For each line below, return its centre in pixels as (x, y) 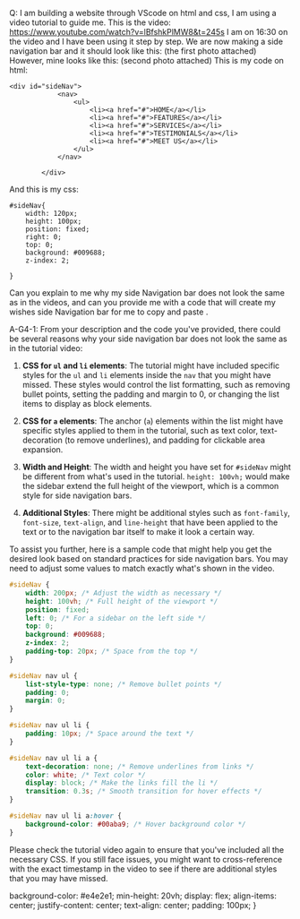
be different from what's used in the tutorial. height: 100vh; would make (156, 477)
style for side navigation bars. (77, 495)
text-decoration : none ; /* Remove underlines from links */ (140, 766)
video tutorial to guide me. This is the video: (90, 22)
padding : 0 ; (47, 692)
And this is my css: (44, 189)
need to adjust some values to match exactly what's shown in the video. (142, 568)
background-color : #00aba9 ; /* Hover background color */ (136, 824)
